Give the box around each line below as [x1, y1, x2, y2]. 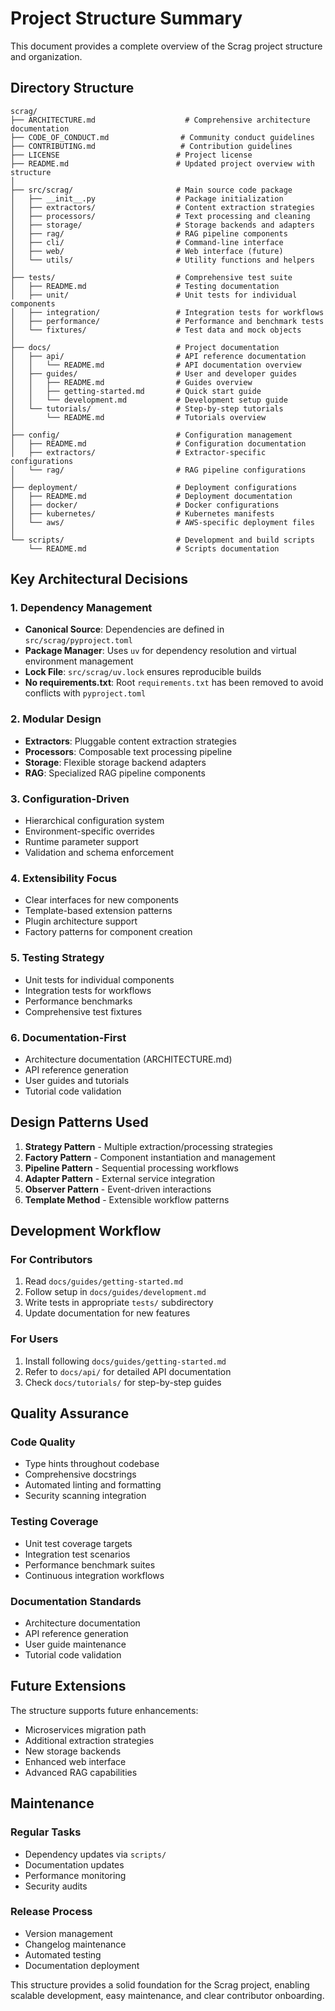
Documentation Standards [10, 1594, 142, 1608]
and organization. [10, 50, 83, 62]
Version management [24, 1927, 113, 1939]
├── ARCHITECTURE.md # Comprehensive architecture [10, 115, 311, 125]
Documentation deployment [24, 1959, 140, 1971]
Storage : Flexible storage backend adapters [24, 756, 207, 768]
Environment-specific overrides [24, 825, 155, 837]
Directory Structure [10, 80, 135, 97]
